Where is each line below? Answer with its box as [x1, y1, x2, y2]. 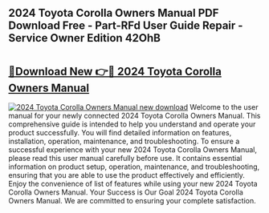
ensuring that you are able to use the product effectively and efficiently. [8, 171, 245, 179]
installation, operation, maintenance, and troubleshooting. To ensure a [8, 136, 240, 146]
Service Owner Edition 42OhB [8, 31, 161, 45]
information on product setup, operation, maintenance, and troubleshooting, [8, 162, 260, 171]
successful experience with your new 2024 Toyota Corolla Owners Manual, [8, 145, 257, 155]
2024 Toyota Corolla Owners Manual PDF [8, 6, 219, 20]
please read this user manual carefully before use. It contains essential [8, 154, 243, 163]
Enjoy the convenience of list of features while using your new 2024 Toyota [8, 179, 259, 188]
